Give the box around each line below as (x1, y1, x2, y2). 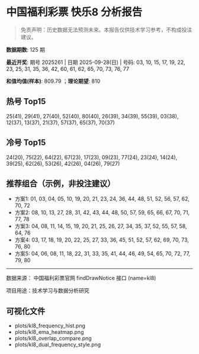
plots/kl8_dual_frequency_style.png (14, 341, 101, 348)
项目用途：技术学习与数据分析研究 (6, 287, 89, 294)
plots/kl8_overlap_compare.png (14, 335, 92, 342)
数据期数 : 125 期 (6, 46, 46, 53)
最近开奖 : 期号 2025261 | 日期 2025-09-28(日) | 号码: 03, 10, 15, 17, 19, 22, (6, 59, 185, 66)
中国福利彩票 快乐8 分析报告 (6, 5, 143, 19)
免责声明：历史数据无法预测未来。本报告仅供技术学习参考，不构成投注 (20, 26, 192, 33)
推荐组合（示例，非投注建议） (6, 178, 115, 188)
